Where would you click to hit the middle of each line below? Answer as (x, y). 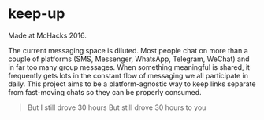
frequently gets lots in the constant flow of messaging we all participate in (128, 75)
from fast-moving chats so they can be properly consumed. (105, 92)
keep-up (37, 14)
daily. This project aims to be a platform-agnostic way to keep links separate (132, 84)
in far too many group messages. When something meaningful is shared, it (129, 67)
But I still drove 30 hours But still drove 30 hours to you (117, 107)
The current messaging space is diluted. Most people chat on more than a (128, 50)
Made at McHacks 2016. (47, 35)
